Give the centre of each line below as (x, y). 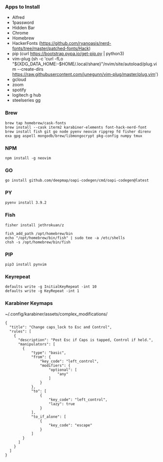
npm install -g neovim (28, 158)
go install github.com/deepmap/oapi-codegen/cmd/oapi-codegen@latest (77, 181)
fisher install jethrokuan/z (35, 225)
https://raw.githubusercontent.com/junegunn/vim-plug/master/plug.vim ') (85, 75)
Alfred (18, 18)
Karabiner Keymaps (29, 303)
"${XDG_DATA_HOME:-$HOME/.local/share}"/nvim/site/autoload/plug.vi (84, 64)
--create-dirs (30, 69)
